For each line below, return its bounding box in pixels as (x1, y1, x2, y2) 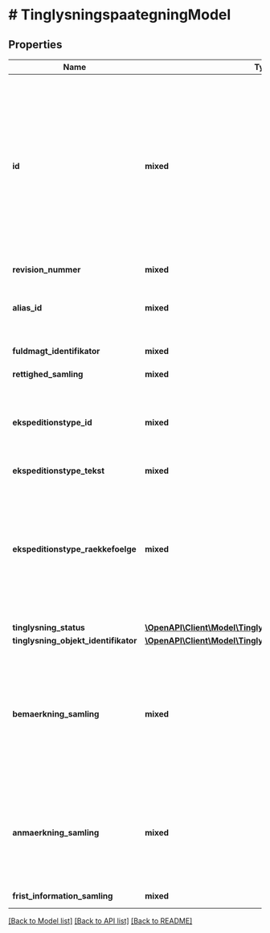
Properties (8, 38, 63, 51)
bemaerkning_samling (12, 709, 100, 719)
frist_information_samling (12, 890, 113, 902)
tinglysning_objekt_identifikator (12, 635, 137, 646)
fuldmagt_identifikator (12, 346, 100, 356)
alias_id (12, 302, 43, 313)
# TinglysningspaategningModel (8, 6, 231, 24)
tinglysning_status (12, 622, 86, 633)
